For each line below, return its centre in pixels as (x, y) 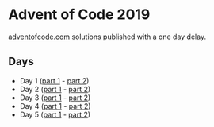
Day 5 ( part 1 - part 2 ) (55, 114)
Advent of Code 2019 (79, 15)
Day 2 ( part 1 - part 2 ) (55, 89)
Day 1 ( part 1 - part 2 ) (54, 80)
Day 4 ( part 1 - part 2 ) (55, 106)
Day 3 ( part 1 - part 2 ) (55, 98)
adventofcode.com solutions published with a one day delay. (107, 37)
